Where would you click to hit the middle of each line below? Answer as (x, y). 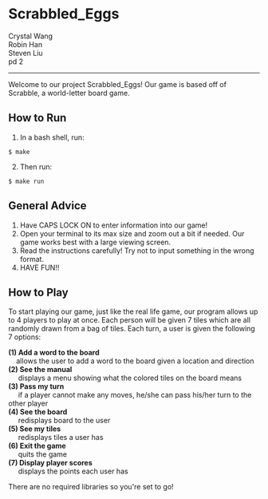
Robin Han (25, 44)
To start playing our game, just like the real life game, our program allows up (133, 311)
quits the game (43, 454)
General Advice (47, 206)
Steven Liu (26, 53)
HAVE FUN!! (39, 267)
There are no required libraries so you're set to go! (91, 487)
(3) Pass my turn (36, 386)
